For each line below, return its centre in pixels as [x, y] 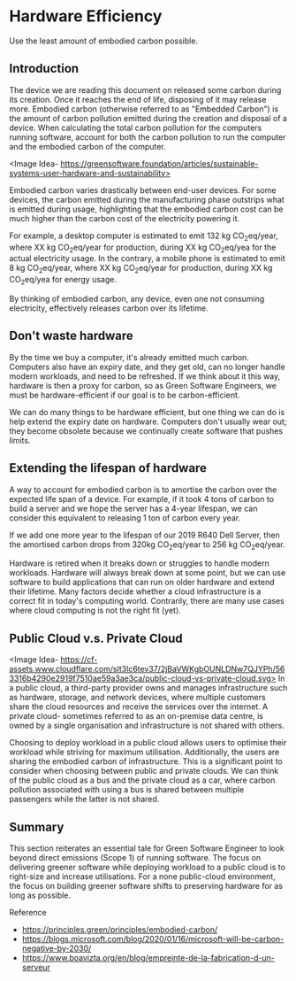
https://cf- [79, 660]
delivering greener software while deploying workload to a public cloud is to [147, 867]
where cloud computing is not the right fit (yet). [95, 610]
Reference [28, 912]
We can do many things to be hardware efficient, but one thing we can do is [147, 412]
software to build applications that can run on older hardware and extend [142, 583]
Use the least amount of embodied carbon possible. [104, 41]
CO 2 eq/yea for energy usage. [63, 281]
